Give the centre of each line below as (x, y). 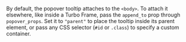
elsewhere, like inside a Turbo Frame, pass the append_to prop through (93, 15)
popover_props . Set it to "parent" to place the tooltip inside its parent (91, 21)
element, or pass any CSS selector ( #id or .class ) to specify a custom (93, 27)
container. (19, 34)
